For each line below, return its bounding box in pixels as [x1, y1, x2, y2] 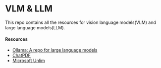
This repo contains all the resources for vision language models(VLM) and [5, 19, 156, 25]
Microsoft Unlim [12, 58, 46, 64]
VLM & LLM [5, 3, 53, 14]
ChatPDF [12, 53, 31, 59]
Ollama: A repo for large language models [12, 47, 98, 53]
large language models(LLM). [5, 24, 65, 30]
